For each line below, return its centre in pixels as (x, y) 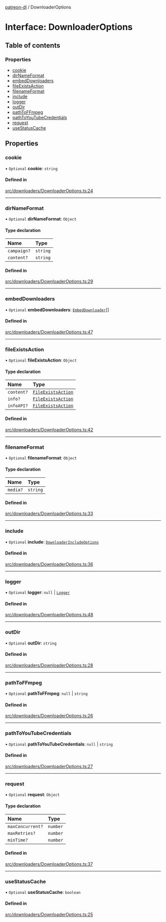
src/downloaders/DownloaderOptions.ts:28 (49, 665)
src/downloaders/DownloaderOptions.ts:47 (49, 332)
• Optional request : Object (33, 795)
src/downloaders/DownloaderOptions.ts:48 (49, 615)
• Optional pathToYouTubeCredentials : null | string (59, 744)
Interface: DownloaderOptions (69, 27)
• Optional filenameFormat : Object (41, 458)
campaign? (19, 251)
